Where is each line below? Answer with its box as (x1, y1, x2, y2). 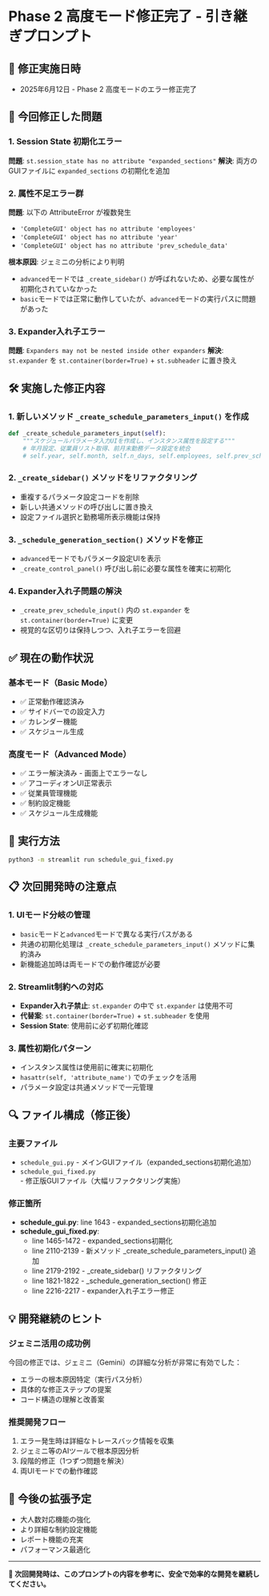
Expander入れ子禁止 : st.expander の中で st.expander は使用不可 (19, 1001, 234, 1011)
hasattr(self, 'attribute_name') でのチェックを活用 (19, 1073, 197, 1082)
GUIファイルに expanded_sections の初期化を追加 (8, 166, 171, 175)
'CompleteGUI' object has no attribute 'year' (19, 233, 179, 241)
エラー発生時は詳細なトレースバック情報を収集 (19, 1436, 175, 1446)
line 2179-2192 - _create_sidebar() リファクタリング (31, 1266, 203, 1276)
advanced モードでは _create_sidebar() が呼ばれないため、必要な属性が (19, 274, 255, 283)
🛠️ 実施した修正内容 (8, 381, 106, 395)
